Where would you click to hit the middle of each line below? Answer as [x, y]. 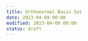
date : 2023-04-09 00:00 [36, 17]
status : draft [24, 29]
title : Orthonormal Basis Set [44, 12]
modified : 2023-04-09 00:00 [42, 23]
